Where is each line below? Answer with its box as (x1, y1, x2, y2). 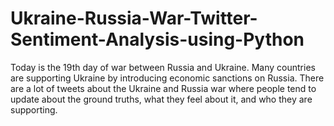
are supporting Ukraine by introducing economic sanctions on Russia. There (10, 72, 325, 84)
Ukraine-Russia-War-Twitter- (10, 7, 258, 30)
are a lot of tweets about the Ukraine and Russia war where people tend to (10, 82, 317, 94)
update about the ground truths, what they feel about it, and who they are (10, 93, 313, 105)
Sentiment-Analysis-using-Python (10, 28, 305, 51)
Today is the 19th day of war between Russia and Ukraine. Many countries (10, 61, 316, 73)
